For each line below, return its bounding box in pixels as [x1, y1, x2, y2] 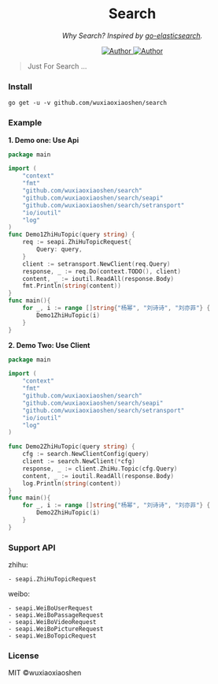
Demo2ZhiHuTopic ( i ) [36, 509, 101, 517]
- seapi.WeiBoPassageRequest [8, 611, 104, 619]
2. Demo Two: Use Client [8, 340, 91, 349]
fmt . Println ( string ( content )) [22, 282, 122, 290]
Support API [8, 542, 56, 553]
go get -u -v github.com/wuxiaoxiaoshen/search [8, 99, 168, 107]
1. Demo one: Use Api [8, 135, 79, 144]
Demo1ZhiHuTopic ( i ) [36, 311, 101, 320]
